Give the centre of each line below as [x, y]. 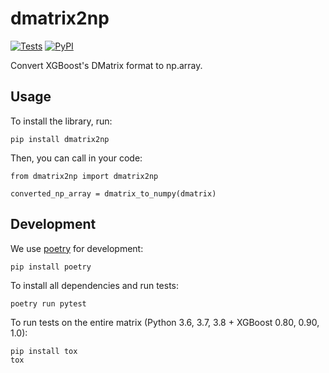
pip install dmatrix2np [60, 139]
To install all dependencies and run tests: [95, 285]
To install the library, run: [61, 121]
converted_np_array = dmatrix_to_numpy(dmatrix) [113, 193]
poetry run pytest [48, 303]
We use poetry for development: [77, 248]
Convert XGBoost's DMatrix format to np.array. [106, 65]
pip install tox [44, 351]
